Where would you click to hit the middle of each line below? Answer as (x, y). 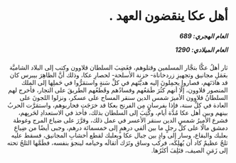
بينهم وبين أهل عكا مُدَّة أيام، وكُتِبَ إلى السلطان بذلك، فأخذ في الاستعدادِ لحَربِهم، (123, 113)
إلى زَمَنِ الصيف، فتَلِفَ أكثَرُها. (189, 150)
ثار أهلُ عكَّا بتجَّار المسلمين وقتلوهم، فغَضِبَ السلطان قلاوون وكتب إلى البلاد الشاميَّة (119, 67)
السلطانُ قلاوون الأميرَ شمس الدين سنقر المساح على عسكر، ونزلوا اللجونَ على (124, 98)
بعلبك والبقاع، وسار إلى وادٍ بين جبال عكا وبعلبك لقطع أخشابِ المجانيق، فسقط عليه (119, 135)
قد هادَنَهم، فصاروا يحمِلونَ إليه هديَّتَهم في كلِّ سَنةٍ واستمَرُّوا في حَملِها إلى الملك (124, 83)
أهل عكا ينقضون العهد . (168, 16)
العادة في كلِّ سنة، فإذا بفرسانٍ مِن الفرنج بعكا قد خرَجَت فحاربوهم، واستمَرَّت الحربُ (118, 105)
